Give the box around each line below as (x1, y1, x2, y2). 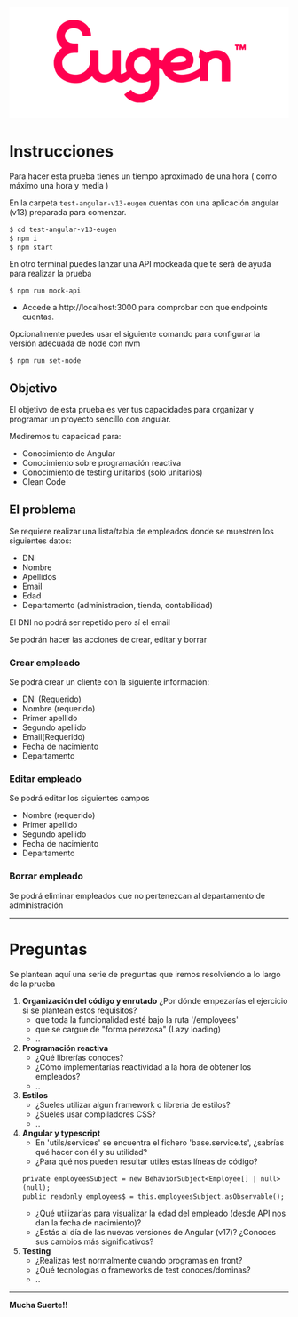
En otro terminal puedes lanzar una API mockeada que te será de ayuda (9, 259, 271, 269)
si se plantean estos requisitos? (21, 1005, 137, 1016)
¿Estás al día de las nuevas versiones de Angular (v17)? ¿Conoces (35, 1226, 277, 1237)
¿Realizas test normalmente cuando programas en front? (35, 1255, 243, 1265)
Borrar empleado (9, 870, 84, 882)
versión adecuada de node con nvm (9, 338, 141, 349)
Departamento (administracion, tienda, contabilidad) (21, 599, 213, 610)
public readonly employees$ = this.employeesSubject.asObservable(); (21, 1192, 286, 1201)
